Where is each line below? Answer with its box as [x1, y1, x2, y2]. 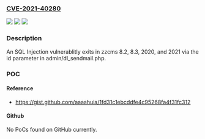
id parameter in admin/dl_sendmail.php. [6, 54, 106, 62]
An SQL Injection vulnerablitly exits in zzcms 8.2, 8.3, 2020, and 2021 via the [6, 48, 199, 55]
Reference [6, 85, 34, 92]
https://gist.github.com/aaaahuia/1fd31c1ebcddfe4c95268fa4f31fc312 [15, 98, 191, 105]
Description [6, 34, 42, 43]
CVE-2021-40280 [6, 4, 61, 13]
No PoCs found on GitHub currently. [6, 126, 97, 133]
